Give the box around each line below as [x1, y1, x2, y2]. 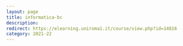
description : [6, 20, 39, 26]
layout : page [6, 8, 39, 15]
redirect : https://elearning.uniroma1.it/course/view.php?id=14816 [6, 25, 178, 32]
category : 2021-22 [6, 31, 52, 37]
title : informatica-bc [6, 14, 63, 20]
